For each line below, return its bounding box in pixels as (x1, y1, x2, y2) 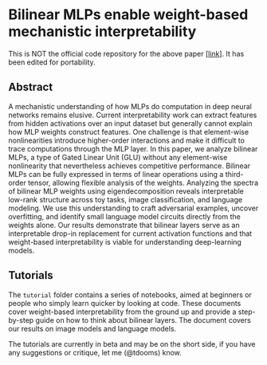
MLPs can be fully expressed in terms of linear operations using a (8, 169, 224, 179)
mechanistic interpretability (8, 22, 197, 41)
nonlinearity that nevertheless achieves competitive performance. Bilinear (8, 161, 251, 171)
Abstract (8, 80, 53, 94)
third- (225, 169, 244, 179)
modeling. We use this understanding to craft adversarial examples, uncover (8, 203, 259, 213)
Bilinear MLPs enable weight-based (8, 6, 249, 24)
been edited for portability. (8, 57, 96, 67)
